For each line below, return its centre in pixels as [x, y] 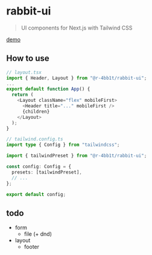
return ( [23, 95]
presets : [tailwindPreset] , [47, 172]
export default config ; [36, 194]
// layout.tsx [24, 72]
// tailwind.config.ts [35, 139]
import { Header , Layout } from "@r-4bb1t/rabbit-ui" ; [77, 78]
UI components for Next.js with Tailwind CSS [77, 28]
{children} [36, 112]
